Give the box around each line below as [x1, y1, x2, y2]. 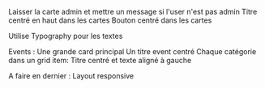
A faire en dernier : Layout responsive [8, 71, 135, 80]
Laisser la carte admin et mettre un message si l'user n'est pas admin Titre [8, 7, 258, 16]
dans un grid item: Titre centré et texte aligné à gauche [8, 56, 192, 65]
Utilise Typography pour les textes [8, 32, 123, 40]
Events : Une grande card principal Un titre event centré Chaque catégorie [8, 47, 257, 56]
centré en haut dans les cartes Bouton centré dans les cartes [8, 15, 212, 25]
